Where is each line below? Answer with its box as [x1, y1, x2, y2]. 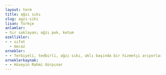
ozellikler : [5, 35, 30, 40]
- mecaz [9, 44, 26, 49]
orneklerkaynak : [5, 58, 39, 63]
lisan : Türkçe [5, 21, 35, 26]
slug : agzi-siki [5, 16, 39, 21]
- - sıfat [5, 39, 26, 44]
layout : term [5, 7, 32, 12]
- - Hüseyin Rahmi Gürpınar [5, 62, 63, 67]
